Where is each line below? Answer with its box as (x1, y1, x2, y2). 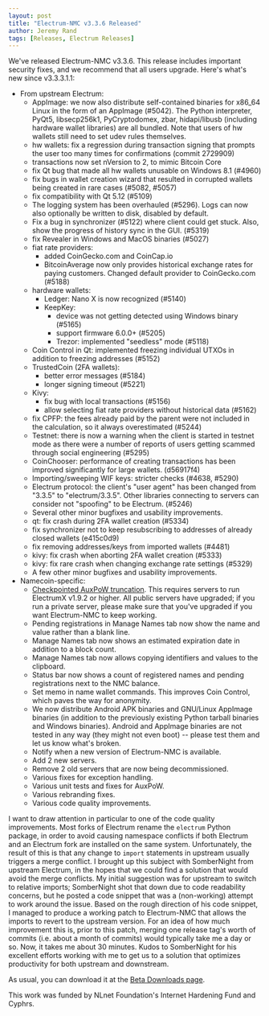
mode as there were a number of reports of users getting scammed (31, 439, 255, 449)
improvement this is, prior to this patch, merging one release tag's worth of (8, 925, 256, 935)
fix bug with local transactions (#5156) (43, 397, 171, 406)
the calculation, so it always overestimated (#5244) (31, 422, 202, 432)
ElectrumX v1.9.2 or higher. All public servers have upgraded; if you (31, 593, 255, 603)
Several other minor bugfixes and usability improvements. (31, 508, 223, 517)
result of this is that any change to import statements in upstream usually (8, 848, 250, 858)
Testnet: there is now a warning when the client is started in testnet (31, 431, 255, 441)
